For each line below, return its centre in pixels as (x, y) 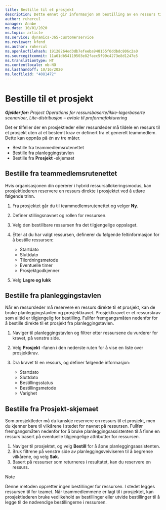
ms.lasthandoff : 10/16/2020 (34, 70)
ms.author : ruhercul (26, 47)
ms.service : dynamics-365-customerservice (49, 38)
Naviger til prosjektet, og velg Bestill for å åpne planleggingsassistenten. (86, 446)
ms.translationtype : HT (30, 60)
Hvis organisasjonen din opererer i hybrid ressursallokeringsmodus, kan (78, 185)
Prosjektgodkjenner (40, 270)
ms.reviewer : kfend (25, 42)
